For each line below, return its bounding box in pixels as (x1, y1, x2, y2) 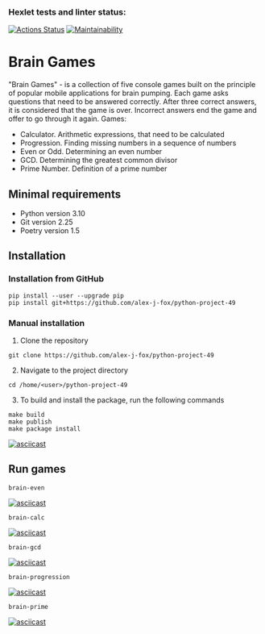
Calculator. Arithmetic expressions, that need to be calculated (19, 130, 225, 140)
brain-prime (8, 603, 48, 611)
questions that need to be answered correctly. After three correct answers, (8, 97, 257, 106)
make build (8, 411, 45, 419)
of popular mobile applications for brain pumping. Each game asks (8, 88, 229, 98)
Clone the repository (19, 336, 89, 345)
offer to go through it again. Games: (8, 114, 127, 123)
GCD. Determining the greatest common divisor (19, 156, 178, 165)
